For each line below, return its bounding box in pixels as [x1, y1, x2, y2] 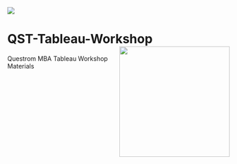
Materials [7, 61, 35, 70]
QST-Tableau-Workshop [7, 31, 153, 47]
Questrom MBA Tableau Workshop [7, 54, 108, 63]
